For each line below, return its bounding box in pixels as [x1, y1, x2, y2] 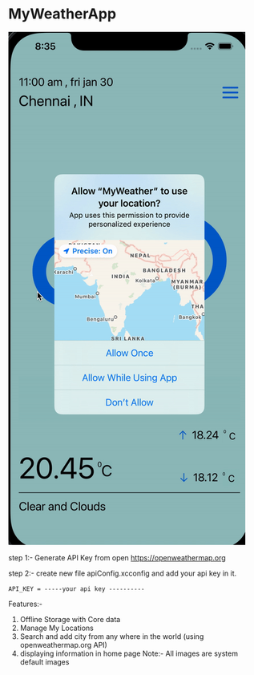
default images [19, 657, 70, 666]
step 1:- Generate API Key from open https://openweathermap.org [8, 552, 226, 562]
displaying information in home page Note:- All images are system [19, 649, 239, 658]
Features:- [8, 599, 42, 608]
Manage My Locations [19, 623, 94, 633]
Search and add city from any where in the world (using [19, 631, 204, 641]
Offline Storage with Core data [19, 614, 121, 624]
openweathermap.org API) [19, 640, 108, 649]
